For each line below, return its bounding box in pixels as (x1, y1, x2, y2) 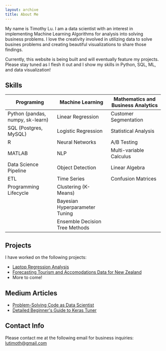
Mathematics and (113, 96, 156, 103)
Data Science (7, 161, 39, 168)
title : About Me (5, 12, 39, 17)
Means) (56, 189, 75, 196)
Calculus (110, 153, 131, 160)
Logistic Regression (56, 127, 103, 134)
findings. (5, 47, 23, 53)
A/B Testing (110, 139, 138, 146)
